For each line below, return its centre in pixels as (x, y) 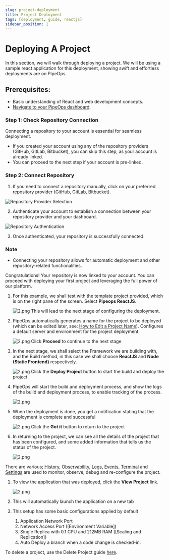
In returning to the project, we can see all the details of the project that (86, 436)
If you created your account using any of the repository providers (80, 146)
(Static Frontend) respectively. (45, 362)
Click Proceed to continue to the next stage (76, 341)
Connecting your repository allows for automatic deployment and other (86, 260)
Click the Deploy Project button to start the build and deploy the (98, 371)
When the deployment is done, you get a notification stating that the (83, 411)
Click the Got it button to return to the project (78, 426)
